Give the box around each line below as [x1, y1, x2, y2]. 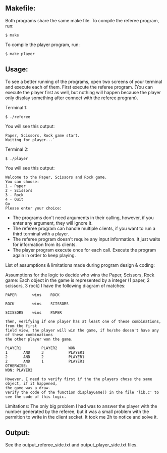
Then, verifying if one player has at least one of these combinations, [5, 319, 161, 324]
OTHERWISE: [5, 363, 28, 368]
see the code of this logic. [5, 394, 67, 399]
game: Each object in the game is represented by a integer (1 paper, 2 [5, 277, 150, 283]
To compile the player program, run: [5, 42, 80, 48]
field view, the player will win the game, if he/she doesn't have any [5, 327, 159, 333]
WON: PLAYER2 [5, 367, 33, 373]
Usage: [5, 65, 29, 74]
